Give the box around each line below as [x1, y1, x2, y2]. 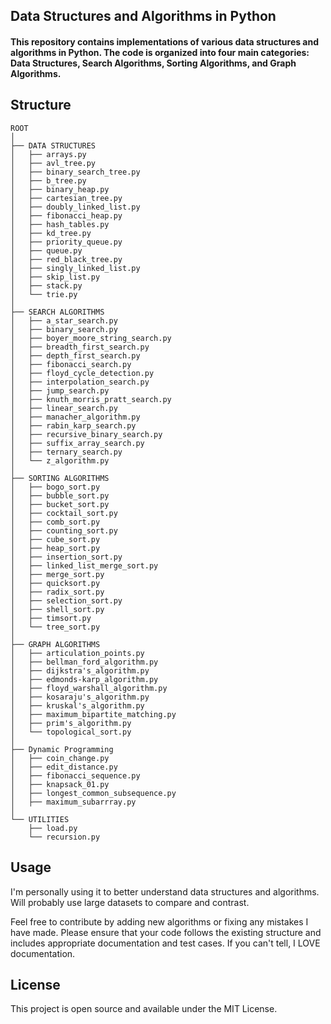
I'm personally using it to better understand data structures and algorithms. [10, 885, 320, 898]
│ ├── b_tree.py [10, 175, 87, 186]
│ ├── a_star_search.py [10, 315, 118, 326]
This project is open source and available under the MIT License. [10, 1003, 278, 1015]
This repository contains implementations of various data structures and [10, 35, 320, 48]
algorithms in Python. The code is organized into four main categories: [10, 46, 310, 58]
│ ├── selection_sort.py [10, 595, 123, 606]
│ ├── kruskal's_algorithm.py [10, 700, 145, 711]
